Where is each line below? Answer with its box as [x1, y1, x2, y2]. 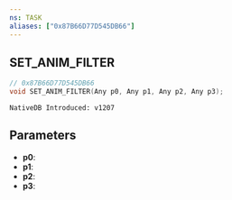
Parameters [9, 128, 77, 143]
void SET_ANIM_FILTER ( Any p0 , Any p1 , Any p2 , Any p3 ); [9, 87, 224, 96]
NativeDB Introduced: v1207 [9, 104, 116, 113]
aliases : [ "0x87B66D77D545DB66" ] [9, 22, 135, 31]
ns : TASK [9, 13, 42, 23]
